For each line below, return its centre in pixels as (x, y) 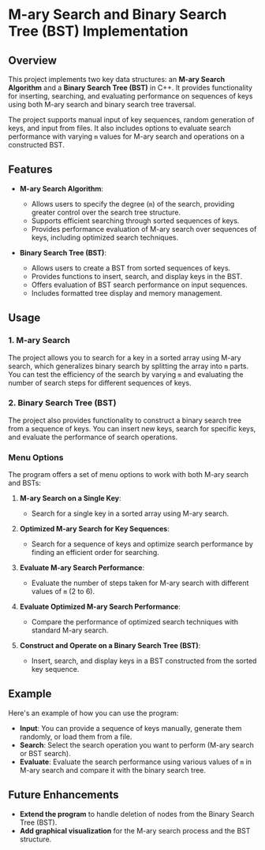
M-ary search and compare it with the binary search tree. (113, 770)
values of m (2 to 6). (63, 591)
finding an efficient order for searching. (95, 553)
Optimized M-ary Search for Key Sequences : (94, 529)
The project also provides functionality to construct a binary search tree (125, 420)
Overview (33, 60)
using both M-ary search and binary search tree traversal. (102, 104)
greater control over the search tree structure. (106, 212)
